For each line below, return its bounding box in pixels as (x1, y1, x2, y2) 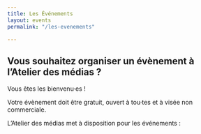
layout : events (7, 17, 52, 24)
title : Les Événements (7, 10, 73, 17)
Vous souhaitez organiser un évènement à (7, 55, 195, 67)
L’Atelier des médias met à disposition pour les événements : (7, 119, 181, 128)
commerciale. (7, 105, 47, 114)
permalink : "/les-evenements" (7, 23, 96, 30)
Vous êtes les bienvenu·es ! (7, 84, 86, 93)
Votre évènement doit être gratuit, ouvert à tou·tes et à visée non (7, 98, 193, 107)
